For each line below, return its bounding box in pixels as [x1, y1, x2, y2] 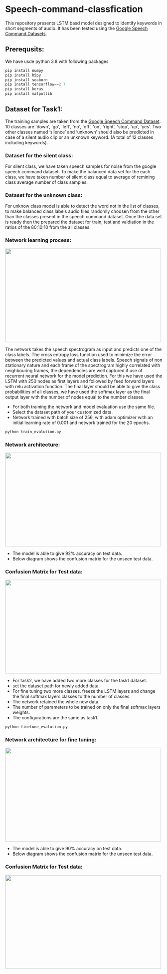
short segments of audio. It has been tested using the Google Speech [5, 25, 148, 31]
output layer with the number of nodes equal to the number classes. [5, 394, 145, 400]
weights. [12, 709, 30, 715]
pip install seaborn [5, 77, 48, 82]
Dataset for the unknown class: [5, 192, 83, 199]
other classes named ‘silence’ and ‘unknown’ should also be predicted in [5, 129, 154, 135]
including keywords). [5, 139, 48, 145]
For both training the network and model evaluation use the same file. [12, 404, 156, 410]
